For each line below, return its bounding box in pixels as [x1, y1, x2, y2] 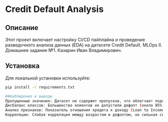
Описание [5, 23, 38, 32]
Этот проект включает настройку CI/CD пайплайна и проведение [5, 36, 145, 42]
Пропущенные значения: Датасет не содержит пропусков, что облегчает [5, 98, 153, 103]
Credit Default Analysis [5, 3, 104, 15]
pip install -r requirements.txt [5, 84, 75, 89]
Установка [5, 61, 40, 70]
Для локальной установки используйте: [5, 75, 91, 81]
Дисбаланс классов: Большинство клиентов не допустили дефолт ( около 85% [5, 103, 162, 108]
